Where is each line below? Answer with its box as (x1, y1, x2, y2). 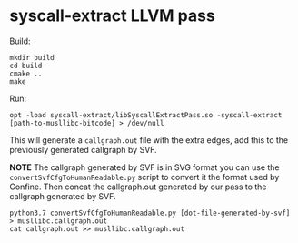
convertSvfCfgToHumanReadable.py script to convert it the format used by (9, 171, 280, 182)
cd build (9, 61, 43, 70)
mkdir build (9, 53, 55, 62)
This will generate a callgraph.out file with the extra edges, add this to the (9, 134, 289, 146)
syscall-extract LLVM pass (9, 5, 215, 26)
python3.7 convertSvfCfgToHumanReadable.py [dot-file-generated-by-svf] (9, 208, 291, 218)
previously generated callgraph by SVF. (9, 144, 157, 155)
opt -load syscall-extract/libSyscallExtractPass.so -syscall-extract (9, 110, 283, 119)
